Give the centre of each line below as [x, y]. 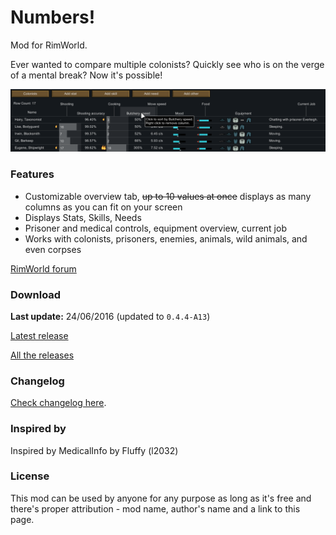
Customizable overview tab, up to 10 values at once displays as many [168, 196]
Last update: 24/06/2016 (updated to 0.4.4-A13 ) [110, 316]
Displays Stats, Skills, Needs [83, 217]
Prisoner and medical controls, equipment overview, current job [155, 228]
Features [32, 174]
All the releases [42, 355]
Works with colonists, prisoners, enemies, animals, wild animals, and [166, 238]
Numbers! [53, 17]
